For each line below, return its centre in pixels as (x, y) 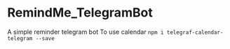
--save (45, 38)
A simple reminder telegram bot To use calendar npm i (86, 32)
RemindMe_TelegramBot (80, 13)
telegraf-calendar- (195, 32)
